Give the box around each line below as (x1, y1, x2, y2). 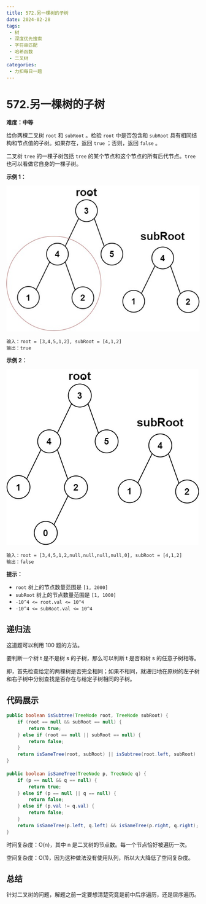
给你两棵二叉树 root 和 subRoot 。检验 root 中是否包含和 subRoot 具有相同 (6, 132, 192, 139)
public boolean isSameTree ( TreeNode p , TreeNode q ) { (6, 771, 147, 777)
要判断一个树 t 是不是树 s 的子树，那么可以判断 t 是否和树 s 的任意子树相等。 (6, 655, 200, 662)
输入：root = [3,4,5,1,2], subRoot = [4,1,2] (6, 338, 122, 345)
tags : (6, 23, 20, 29)
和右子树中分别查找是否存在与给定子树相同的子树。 (6, 676, 135, 683)
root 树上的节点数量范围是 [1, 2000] (15, 583, 109, 591)
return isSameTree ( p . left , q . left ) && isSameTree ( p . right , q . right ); (17, 822, 199, 828)
